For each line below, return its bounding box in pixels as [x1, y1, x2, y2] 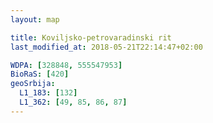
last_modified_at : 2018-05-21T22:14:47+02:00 [10, 42, 203, 52]
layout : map [10, 14, 60, 25]
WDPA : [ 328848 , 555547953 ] [10, 60, 123, 70]
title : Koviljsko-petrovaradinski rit [10, 32, 172, 43]
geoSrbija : [10, 79, 56, 89]
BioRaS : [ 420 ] [10, 69, 70, 80]
